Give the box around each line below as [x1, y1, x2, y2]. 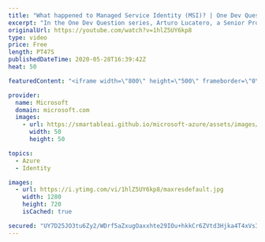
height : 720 [22, 200, 62, 209]
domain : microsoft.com [15, 106, 90, 114]
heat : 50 [8, 63, 37, 71]
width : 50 [28, 128, 62, 136]
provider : [8, 91, 41, 99]
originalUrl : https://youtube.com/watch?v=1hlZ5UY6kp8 [8, 26, 192, 34]
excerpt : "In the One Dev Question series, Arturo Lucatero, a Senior [8, 19, 245, 27]
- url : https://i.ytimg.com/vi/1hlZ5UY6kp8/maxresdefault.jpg [15, 186, 224, 194]
